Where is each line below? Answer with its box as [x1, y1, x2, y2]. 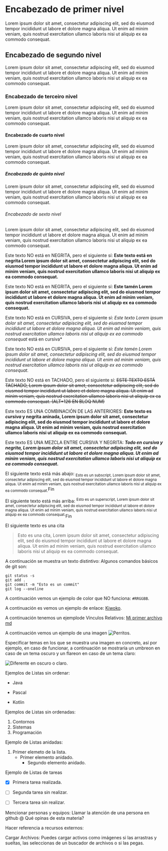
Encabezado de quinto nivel [5, 170, 65, 177]
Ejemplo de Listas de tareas [5, 769, 63, 775]
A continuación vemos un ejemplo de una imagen [5, 630, 107, 636]
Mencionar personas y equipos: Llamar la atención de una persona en [5, 810, 149, 816]
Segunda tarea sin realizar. [12, 790, 68, 796]
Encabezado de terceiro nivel [5, 93, 78, 100]
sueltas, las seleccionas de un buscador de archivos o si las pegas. [5, 840, 144, 846]
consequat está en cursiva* [5, 336, 63, 342]
